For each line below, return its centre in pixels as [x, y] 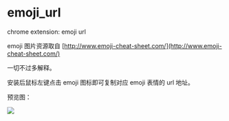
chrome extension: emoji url [46, 32]
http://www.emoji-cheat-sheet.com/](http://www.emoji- [143, 45]
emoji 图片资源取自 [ [36, 45]
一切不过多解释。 [31, 67]
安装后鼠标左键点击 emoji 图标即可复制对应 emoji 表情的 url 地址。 [100, 82]
